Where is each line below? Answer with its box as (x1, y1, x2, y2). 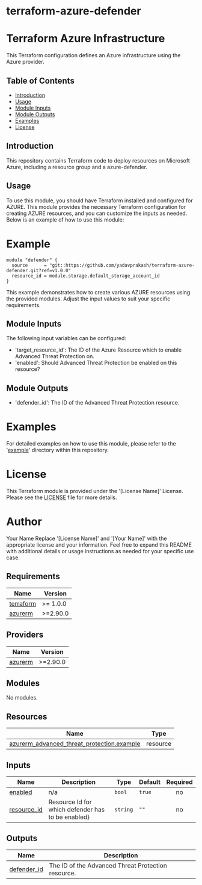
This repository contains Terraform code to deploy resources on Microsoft (6, 157, 191, 164)
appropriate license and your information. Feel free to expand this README (6, 541, 192, 548)
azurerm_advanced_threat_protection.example (9, 739, 141, 748)
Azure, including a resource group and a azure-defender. (6, 163, 147, 170)
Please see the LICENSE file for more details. (6, 494, 117, 501)
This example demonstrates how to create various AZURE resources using (6, 288, 191, 296)
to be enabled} (48, 813, 90, 821)
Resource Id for (48, 798, 92, 806)
